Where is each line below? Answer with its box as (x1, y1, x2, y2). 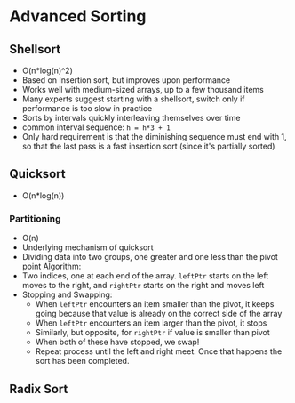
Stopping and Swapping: (21, 289, 113, 300)
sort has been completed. (35, 356, 130, 367)
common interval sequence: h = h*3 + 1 (21, 122, 171, 133)
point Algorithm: (21, 261, 82, 272)
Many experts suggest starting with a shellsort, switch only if (21, 93, 245, 104)
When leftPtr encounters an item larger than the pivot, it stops (35, 318, 267, 328)
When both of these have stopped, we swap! (35, 336, 200, 348)
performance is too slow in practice (21, 103, 153, 113)
